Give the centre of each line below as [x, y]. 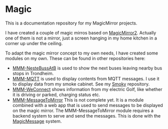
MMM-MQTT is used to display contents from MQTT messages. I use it [86, 78]
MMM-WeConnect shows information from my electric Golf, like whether [87, 89]
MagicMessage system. [37, 121]
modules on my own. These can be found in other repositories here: [75, 58]
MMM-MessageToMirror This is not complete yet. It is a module [78, 100]
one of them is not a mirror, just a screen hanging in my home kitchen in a [81, 38]
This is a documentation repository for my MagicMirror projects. [71, 23]
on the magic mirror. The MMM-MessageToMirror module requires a [83, 110]
